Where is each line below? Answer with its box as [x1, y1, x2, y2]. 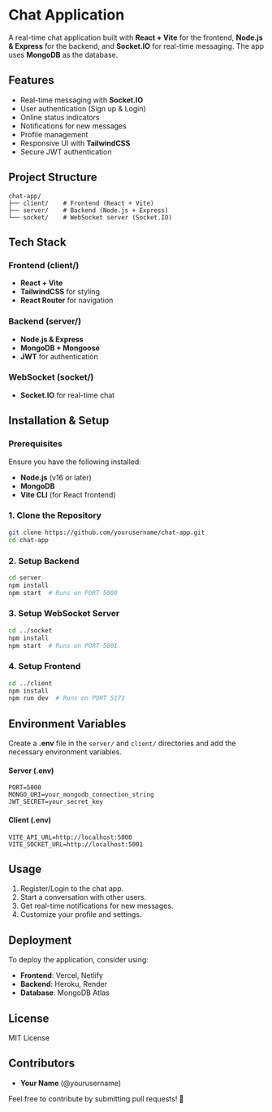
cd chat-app [8, 536, 49, 544]
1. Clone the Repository [8, 510, 101, 521]
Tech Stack [8, 235, 67, 249]
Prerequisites [8, 438, 63, 450]
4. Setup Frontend [8, 661, 81, 672]
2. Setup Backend [8, 555, 80, 567]
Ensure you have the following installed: [8, 457, 142, 467]
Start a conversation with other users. [19, 893, 147, 902]
